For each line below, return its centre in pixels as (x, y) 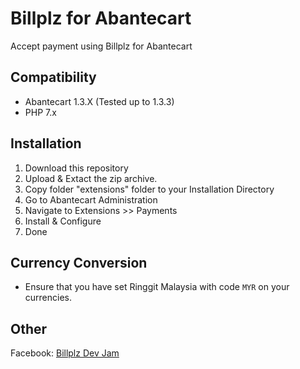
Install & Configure (63, 221)
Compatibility (53, 77)
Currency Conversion (79, 262)
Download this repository (76, 168)
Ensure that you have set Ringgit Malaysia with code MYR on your (157, 287)
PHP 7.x (40, 112)
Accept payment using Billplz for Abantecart (101, 46)
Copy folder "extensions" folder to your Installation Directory (149, 189)
